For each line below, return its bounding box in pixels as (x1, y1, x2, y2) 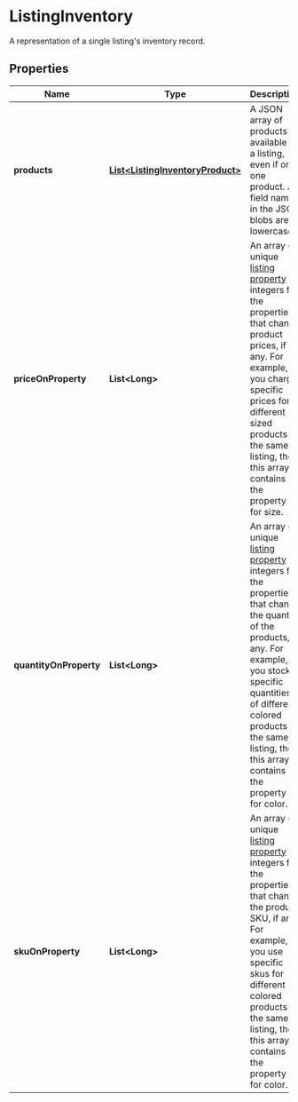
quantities (249, 686, 291, 699)
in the (249, 202, 273, 215)
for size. (249, 505, 284, 518)
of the (249, 620, 275, 632)
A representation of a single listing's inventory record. (9, 36, 206, 46)
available (249, 136, 287, 148)
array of (249, 114, 284, 126)
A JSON (249, 102, 284, 115)
